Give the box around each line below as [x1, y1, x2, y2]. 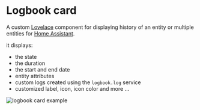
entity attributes [14, 72, 55, 79]
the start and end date [14, 66, 70, 73]
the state [14, 53, 37, 60]
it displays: [6, 41, 33, 49]
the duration [14, 60, 46, 67]
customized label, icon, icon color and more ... [14, 85, 130, 92]
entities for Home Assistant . [6, 29, 75, 37]
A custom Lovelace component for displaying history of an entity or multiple [6, 23, 194, 31]
